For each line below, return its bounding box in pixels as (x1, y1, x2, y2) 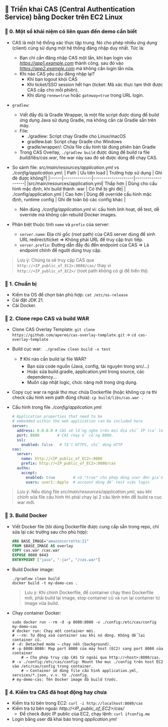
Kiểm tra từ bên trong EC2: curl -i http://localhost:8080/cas (12, 700, 143, 706)
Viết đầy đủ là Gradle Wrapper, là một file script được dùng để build (19, 111, 159, 117)
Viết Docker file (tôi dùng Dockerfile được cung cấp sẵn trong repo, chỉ (12, 523, 159, 529)
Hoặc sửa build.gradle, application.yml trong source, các (27, 369, 144, 375)
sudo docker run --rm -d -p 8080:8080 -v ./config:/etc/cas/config (12, 620, 156, 625)
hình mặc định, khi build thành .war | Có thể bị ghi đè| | (12, 186, 126, 192)
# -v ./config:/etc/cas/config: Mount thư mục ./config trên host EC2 (12, 659, 163, 664)
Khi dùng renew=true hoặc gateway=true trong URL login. (27, 92, 144, 98)
